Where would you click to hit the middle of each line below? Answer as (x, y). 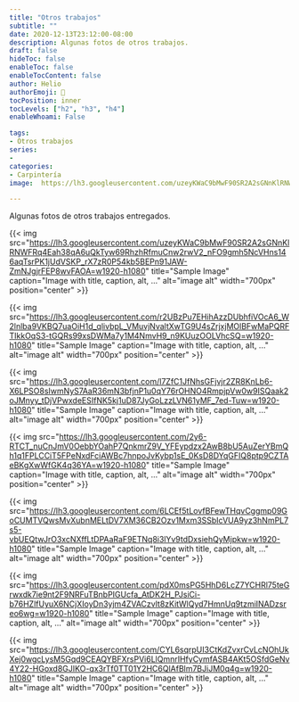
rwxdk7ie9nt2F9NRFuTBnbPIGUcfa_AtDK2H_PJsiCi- (105, 595)
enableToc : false (41, 68)
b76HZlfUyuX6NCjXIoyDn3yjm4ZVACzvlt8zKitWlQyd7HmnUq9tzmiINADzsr (148, 604)
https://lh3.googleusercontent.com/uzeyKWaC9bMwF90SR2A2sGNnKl (160, 243)
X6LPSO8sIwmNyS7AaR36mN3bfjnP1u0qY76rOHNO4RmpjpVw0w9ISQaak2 (149, 391)
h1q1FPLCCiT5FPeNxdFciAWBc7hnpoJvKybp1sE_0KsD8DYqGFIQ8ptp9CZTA (149, 456)
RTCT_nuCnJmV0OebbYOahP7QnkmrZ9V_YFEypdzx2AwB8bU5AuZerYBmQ (149, 446)
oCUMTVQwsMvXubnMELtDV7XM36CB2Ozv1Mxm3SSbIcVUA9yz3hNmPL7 (149, 520)
